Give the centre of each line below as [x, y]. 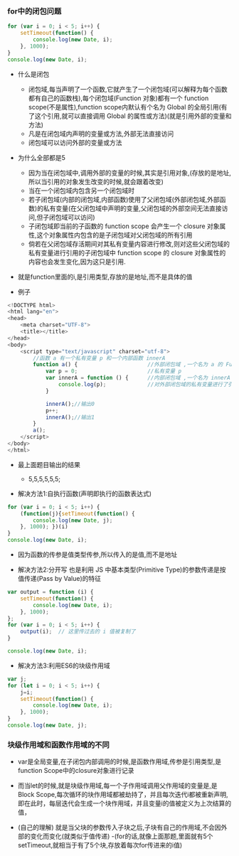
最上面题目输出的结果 [49, 464]
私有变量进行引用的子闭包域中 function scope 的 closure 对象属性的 [127, 252]
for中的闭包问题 [34, 11]
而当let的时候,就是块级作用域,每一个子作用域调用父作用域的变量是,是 [118, 786]
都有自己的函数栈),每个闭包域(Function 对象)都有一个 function [118, 98]
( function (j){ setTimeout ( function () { [78, 513]
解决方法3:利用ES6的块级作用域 [64, 665]
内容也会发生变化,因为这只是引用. [77, 262]
